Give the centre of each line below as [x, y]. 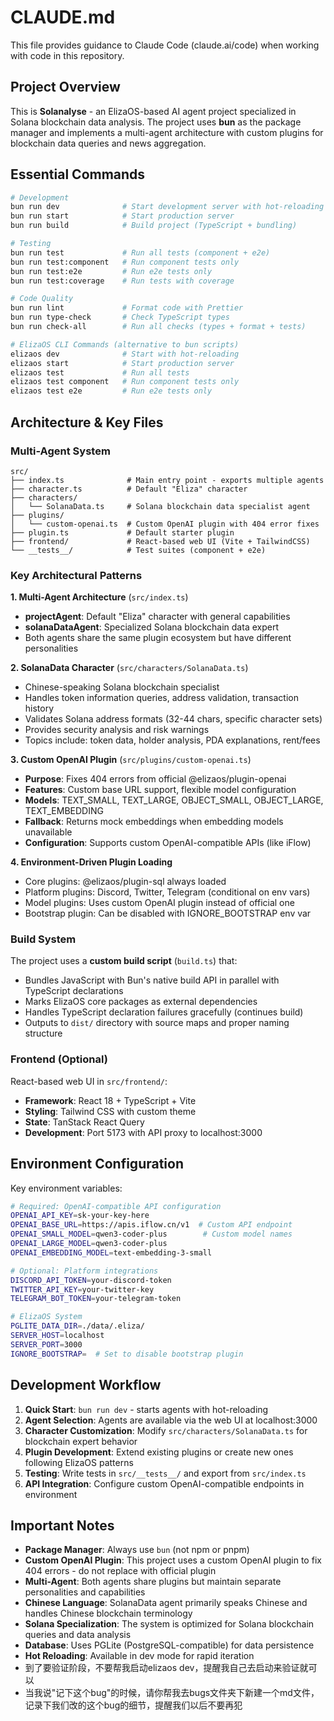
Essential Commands [78, 174]
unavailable [48, 832]
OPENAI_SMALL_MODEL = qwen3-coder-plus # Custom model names [151, 1234]
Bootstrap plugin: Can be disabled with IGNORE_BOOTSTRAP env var [168, 913]
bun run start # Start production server [122, 216]
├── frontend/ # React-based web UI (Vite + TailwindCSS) [160, 541]
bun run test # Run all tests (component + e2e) [140, 252]
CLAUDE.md [63, 17]
